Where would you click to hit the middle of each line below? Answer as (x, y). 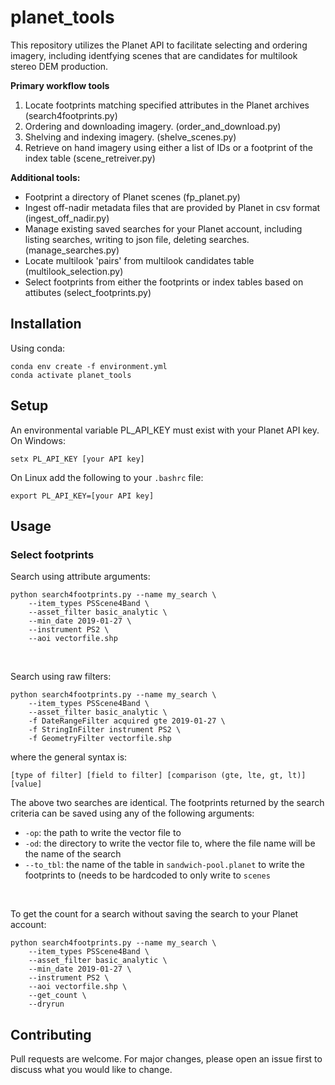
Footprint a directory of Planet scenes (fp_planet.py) (132, 197)
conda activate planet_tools (71, 375)
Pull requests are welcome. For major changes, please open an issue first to (166, 1059)
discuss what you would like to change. (91, 1070)
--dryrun (46, 1004)
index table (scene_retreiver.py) (90, 158)
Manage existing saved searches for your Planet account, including (163, 228)
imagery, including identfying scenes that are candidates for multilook (154, 55)
